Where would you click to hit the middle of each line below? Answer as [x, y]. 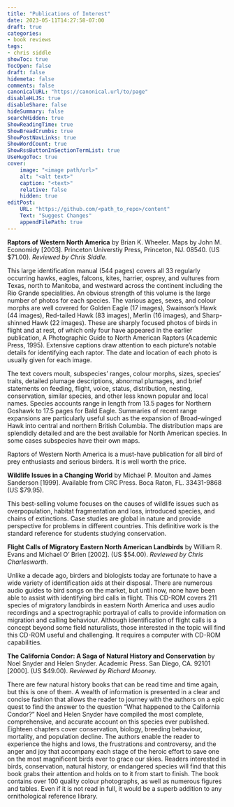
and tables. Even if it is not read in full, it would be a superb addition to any [115, 788]
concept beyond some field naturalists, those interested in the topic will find [116, 627]
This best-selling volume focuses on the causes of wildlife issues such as [113, 503]
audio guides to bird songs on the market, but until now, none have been [111, 590]
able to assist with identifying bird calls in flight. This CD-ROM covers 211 [112, 598]
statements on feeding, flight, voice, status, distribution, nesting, [100, 388]
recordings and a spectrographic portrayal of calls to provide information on [116, 612]
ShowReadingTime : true [40, 124]
